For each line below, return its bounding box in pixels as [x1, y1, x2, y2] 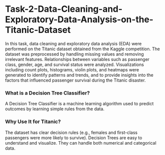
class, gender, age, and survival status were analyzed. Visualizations [5, 62, 144, 67]
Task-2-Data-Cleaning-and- [5, 3, 123, 15]
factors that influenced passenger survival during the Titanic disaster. [5, 77, 146, 83]
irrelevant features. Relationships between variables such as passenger [5, 56, 150, 62]
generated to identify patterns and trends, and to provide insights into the [5, 72, 154, 78]
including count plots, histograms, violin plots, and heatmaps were [5, 66, 139, 72]
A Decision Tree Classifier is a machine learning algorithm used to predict [5, 101, 154, 107]
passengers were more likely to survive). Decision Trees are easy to [5, 134, 142, 141]
